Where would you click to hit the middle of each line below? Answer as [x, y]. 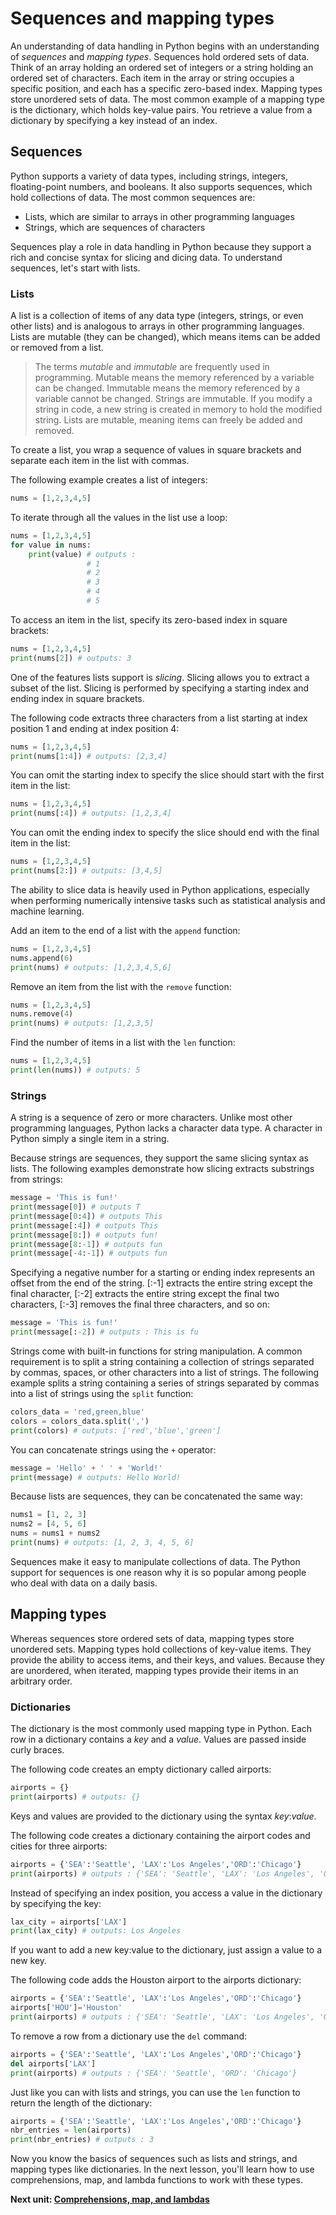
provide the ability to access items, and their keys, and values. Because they [167, 1659]
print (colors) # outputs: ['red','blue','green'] [116, 1430]
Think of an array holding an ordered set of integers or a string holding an [162, 67]
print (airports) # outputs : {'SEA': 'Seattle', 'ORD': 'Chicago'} [154, 2073]
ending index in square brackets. [77, 698]
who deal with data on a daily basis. [84, 1583]
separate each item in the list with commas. [100, 461]
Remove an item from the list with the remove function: [121, 986]
